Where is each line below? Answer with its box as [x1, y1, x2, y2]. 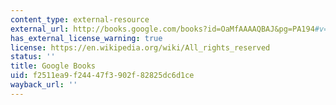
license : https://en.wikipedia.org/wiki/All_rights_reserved [10, 42, 271, 53]
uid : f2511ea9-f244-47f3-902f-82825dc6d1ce [10, 71, 195, 81]
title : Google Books [10, 61, 97, 71]
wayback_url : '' [10, 80, 78, 90]
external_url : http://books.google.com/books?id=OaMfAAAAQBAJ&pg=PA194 [10, 24, 315, 34]
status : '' [10, 52, 56, 62]
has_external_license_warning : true [10, 33, 163, 43]
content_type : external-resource [10, 14, 150, 25]
